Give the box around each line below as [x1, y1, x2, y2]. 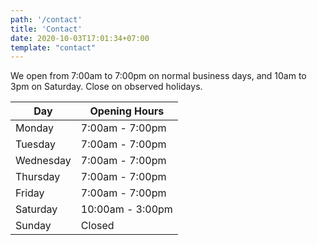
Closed [80, 219, 115, 233]
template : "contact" [10, 42, 97, 53]
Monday [15, 121, 55, 135]
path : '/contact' [10, 14, 83, 25]
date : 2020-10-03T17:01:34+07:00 [10, 33, 150, 43]
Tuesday [15, 137, 56, 151]
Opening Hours [89, 104, 165, 118]
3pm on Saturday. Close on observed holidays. [10, 81, 203, 93]
